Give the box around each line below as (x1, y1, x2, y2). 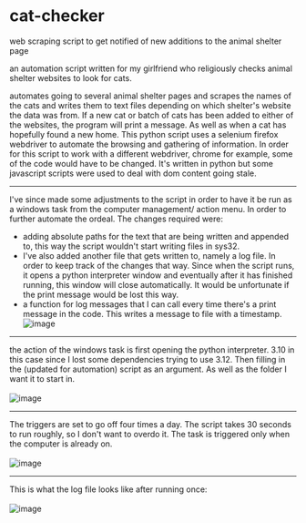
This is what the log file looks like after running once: (9, 484, 208, 495)
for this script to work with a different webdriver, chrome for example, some (9, 148, 293, 159)
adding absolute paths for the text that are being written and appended (22, 231, 290, 241)
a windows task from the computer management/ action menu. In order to (9, 203, 287, 214)
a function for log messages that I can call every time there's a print (22, 298, 277, 310)
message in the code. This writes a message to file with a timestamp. (22, 308, 282, 319)
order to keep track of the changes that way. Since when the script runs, (22, 260, 295, 271)
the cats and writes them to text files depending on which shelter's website (9, 99, 291, 110)
